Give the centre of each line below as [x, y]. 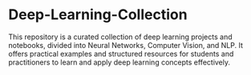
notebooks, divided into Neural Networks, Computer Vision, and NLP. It [125, 45]
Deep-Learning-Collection [98, 15]
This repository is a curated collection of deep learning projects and [120, 37]
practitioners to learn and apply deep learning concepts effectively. [119, 62]
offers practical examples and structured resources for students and [121, 53]
